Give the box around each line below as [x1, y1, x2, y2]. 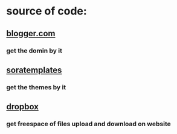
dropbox [6, 101, 39, 112]
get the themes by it [6, 83, 66, 91]
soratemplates [6, 65, 62, 75]
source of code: [6, 4, 88, 18]
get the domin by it [6, 46, 62, 55]
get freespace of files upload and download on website [6, 120, 171, 128]
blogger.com [6, 28, 56, 39]
